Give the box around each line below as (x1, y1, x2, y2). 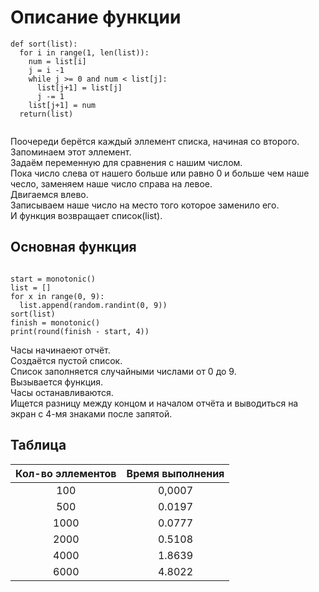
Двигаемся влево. (10, 188, 89, 200)
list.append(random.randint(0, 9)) (19, 300, 168, 310)
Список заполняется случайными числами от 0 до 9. (10, 365, 237, 377)
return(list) (19, 109, 74, 119)
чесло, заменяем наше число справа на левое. (10, 177, 213, 190)
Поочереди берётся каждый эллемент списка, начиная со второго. (10, 135, 300, 147)
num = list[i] (28, 56, 87, 66)
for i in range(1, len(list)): (19, 47, 150, 58)
